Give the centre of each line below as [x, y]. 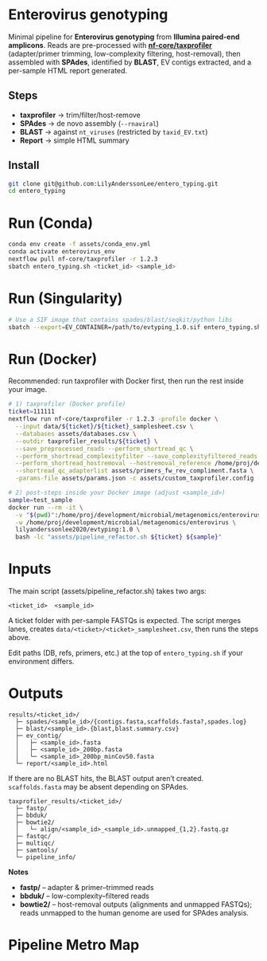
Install [24, 165]
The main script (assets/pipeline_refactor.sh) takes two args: [107, 591]
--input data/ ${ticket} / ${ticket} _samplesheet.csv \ [104, 426]
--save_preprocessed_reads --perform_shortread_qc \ [104, 449]
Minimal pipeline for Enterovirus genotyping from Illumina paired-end [124, 37]
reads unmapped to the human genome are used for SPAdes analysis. [134, 913]
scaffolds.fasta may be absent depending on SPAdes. [99, 787]
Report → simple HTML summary [74, 140]
